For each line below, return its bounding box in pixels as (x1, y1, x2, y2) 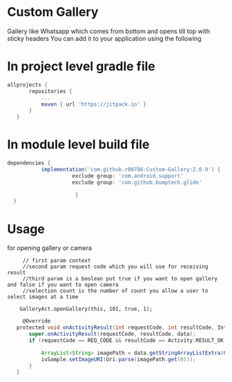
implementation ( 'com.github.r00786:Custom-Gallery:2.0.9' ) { (41, 166, 221, 173)
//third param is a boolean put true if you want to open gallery (22, 276, 217, 283)
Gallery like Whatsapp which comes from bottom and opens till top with (7, 27, 211, 35)
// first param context (22, 257, 91, 265)
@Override (22, 318, 51, 325)
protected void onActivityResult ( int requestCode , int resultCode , (16, 324, 215, 332)
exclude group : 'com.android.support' (72, 172, 184, 180)
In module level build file (7, 137, 150, 153)
